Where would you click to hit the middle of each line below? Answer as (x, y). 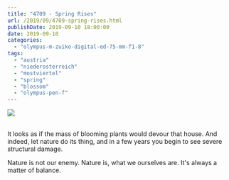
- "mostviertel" (38, 73)
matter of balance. (34, 170)
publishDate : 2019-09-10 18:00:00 (59, 27)
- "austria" (32, 60)
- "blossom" (32, 86)
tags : (15, 54)
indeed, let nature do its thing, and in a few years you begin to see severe (115, 142)
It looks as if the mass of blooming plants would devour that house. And (112, 134)
